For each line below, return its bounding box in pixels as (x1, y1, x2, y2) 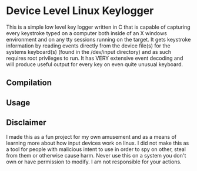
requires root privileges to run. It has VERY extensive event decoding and (6, 54, 183, 61)
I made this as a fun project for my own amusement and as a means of (6, 133, 177, 140)
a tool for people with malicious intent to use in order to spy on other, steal (6, 145, 186, 153)
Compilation (6, 78, 52, 88)
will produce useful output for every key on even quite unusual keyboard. (6, 60, 183, 68)
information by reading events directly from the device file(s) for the (6, 42, 171, 49)
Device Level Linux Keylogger (6, 4, 154, 18)
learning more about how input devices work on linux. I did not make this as (6, 139, 189, 146)
